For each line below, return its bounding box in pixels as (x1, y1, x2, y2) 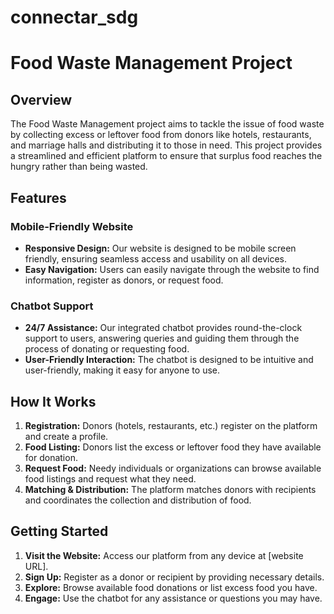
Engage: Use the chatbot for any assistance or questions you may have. (24, 592, 323, 604)
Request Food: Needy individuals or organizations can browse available (24, 462, 322, 474)
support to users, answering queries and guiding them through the (24, 332, 300, 345)
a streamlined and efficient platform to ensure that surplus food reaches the (10, 150, 323, 162)
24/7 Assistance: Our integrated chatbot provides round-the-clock (24, 322, 303, 334)
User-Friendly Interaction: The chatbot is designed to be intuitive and (24, 354, 314, 366)
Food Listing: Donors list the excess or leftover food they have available (24, 441, 322, 453)
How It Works (10, 393, 97, 410)
